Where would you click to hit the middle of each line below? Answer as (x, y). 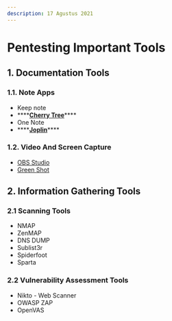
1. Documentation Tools (58, 73)
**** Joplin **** (38, 130)
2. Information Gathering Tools (74, 191)
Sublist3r (30, 248)
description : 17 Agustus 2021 (50, 13)
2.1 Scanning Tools (39, 211)
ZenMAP (29, 233)
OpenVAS (30, 310)
